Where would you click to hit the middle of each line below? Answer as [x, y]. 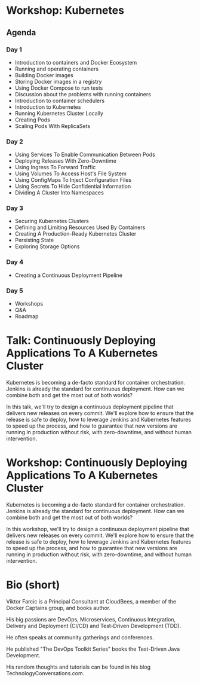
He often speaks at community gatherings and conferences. [80, 637]
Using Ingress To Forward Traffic [55, 167]
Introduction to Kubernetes [48, 107]
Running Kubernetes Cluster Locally [59, 113]
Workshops [29, 304]
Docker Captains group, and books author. [59, 608]
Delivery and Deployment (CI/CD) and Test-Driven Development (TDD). [94, 626]
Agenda [21, 33]
